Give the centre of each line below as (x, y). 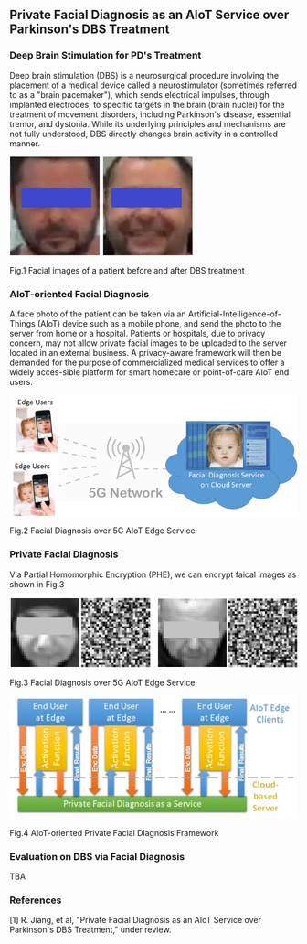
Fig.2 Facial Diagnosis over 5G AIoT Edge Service (103, 531)
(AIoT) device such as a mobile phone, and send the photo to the (159, 323)
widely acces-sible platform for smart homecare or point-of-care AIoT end (149, 372)
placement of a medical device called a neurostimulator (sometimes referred (153, 85)
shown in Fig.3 (37, 584)
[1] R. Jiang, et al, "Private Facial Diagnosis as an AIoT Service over (136, 920)
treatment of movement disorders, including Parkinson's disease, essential (150, 114)
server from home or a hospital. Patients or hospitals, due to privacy (138, 333)
